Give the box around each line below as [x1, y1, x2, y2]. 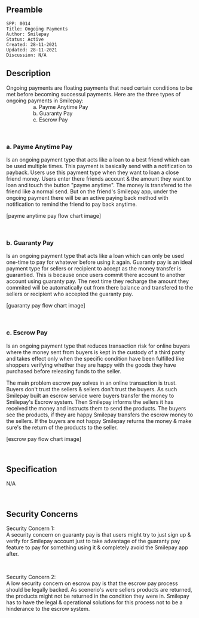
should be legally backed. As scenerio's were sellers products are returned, [6, 586, 192, 593]
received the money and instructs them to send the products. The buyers [6, 404, 186, 412]
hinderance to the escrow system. [6, 605, 90, 613]
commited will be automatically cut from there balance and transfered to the [6, 284, 193, 291]
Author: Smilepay [6, 31, 50, 37]
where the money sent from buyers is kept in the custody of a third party [6, 348, 185, 355]
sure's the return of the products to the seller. [6, 424, 118, 431]
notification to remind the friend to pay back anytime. [6, 200, 137, 208]
